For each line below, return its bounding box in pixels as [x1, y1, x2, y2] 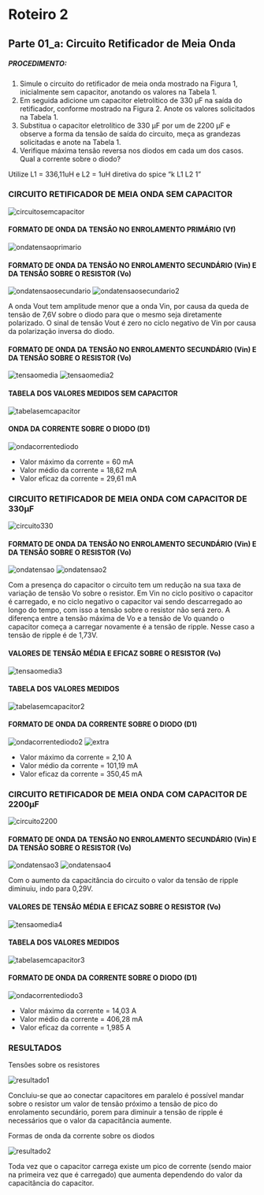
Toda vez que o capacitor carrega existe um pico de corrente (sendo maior [8, 1162, 252, 1171]
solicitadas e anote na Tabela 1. [19, 137, 121, 147]
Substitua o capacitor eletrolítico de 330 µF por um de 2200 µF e [19, 121, 231, 130]
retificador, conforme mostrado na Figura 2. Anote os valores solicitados [19, 104, 255, 113]
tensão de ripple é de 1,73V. [8, 630, 99, 640]
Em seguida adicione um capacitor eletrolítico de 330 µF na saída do [19, 95, 243, 105]
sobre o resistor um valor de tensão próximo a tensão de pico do [8, 1099, 218, 1108]
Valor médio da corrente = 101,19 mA [19, 760, 139, 770]
